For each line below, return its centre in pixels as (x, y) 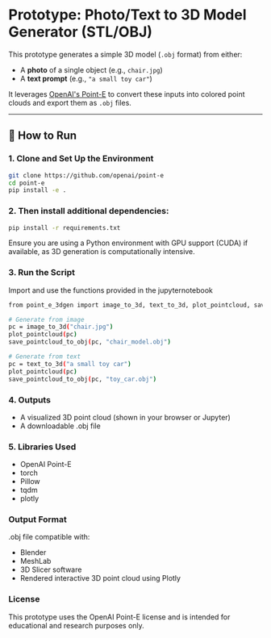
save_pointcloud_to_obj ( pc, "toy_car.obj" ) (83, 379)
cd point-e (27, 183)
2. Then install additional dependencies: (89, 211)
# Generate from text (45, 357)
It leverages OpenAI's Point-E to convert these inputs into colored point (127, 94)
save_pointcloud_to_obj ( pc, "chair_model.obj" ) (90, 342)
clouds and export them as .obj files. (70, 102)
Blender (33, 553)
